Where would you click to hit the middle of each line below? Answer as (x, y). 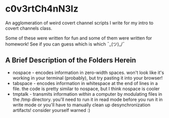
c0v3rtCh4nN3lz (42, 9)
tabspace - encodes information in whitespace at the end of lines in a (85, 83)
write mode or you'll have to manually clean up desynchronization (81, 105)
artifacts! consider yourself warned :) (51, 110)
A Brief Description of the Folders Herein (71, 61)
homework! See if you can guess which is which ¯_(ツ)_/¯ (65, 44)
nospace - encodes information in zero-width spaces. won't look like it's (88, 72)
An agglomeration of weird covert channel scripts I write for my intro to (79, 23)
